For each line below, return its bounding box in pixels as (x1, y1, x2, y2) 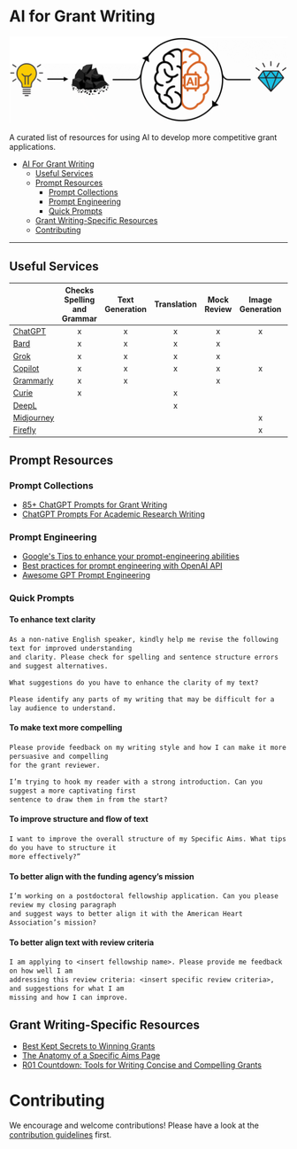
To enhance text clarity (9, 614, 96, 624)
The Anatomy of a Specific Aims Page (21, 1051, 161, 1061)
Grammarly (12, 375, 54, 386)
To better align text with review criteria (9, 937, 155, 948)
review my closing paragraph (9, 901, 117, 910)
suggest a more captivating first (9, 786, 137, 795)
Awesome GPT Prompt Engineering (21, 570, 151, 581)
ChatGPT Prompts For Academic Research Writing (21, 509, 206, 520)
